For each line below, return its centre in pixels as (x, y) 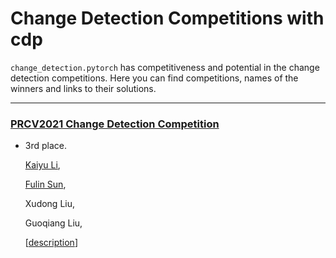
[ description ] (51, 243)
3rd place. (46, 146)
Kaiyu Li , (42, 165)
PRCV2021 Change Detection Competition (115, 124)
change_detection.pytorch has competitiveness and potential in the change (165, 67)
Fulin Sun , (45, 184)
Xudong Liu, (50, 204)
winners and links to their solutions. (83, 88)
